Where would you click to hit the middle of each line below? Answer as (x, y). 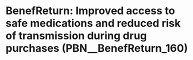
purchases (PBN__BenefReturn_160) (97, 49)
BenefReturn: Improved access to (90, 11)
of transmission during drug (76, 36)
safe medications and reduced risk (93, 23)
